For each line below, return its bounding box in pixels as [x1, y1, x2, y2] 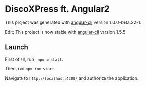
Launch [5, 43, 28, 52]
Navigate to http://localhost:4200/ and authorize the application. [5, 75, 139, 81]
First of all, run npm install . [5, 56, 63, 62]
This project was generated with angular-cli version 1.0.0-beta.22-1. [5, 20, 142, 25]
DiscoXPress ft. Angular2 [5, 3, 110, 15]
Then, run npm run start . [5, 65, 56, 71]
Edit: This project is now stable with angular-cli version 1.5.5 [5, 29, 125, 35]
